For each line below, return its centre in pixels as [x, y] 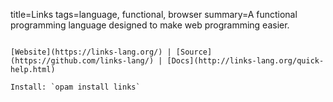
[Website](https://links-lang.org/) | [91, 52]
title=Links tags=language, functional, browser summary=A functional [154, 14]
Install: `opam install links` [75, 87]
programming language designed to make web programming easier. [150, 25]
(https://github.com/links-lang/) [82, 61]
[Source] [194, 52]
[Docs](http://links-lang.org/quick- [245, 61]
